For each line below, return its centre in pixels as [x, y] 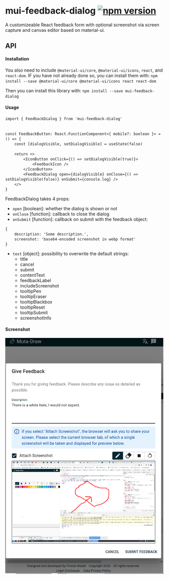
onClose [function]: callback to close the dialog [61, 214]
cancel [27, 264]
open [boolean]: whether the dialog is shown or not [65, 208]
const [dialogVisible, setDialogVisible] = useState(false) [78, 144]
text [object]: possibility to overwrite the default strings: [71, 253]
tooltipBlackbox [36, 302]
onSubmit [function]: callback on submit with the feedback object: [80, 219]
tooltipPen [31, 291]
